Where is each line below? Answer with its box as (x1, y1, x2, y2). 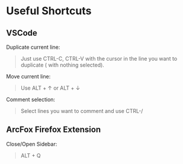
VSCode (6, 28, 37, 38)
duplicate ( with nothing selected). (20, 61, 105, 68)
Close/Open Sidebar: (6, 140, 57, 147)
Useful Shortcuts (6, 4, 92, 18)
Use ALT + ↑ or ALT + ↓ (20, 84, 81, 92)
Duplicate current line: (6, 43, 60, 51)
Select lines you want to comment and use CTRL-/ (20, 108, 143, 114)
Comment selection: (6, 96, 55, 103)
